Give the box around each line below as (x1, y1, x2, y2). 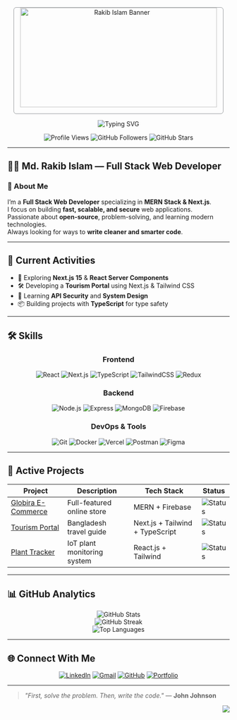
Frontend (102, 354, 135, 364)
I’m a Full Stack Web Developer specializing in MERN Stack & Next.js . (7, 197, 212, 206)
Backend (103, 388, 134, 398)
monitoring (66, 547, 104, 556)
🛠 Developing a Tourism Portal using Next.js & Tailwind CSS (17, 281, 195, 290)
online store (66, 506, 107, 516)
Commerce (11, 506, 48, 516)
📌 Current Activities (7, 255, 96, 267)
